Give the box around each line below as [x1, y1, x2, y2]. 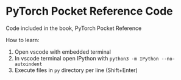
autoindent [14, 61, 43, 67]
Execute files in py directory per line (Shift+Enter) [14, 66, 138, 74]
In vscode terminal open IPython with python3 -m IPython [14, 54, 159, 62]
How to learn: [5, 36, 40, 43]
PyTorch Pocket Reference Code [5, 4, 173, 18]
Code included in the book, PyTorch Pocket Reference [5, 24, 142, 32]
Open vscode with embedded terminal [14, 48, 111, 56]
